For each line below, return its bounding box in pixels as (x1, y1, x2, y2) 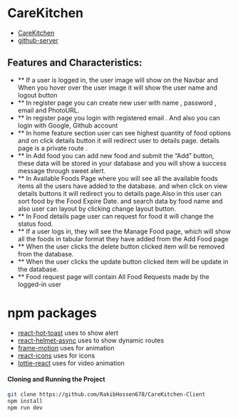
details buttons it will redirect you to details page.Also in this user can (17, 189, 222, 197)
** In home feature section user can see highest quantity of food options (17, 128, 232, 137)
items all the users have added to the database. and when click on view (17, 182, 228, 190)
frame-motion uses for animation (17, 343, 115, 352)
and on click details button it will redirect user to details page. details (17, 136, 219, 145)
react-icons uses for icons (17, 351, 95, 360)
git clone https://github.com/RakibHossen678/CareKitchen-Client (7, 390, 205, 398)
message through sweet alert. (17, 166, 105, 175)
